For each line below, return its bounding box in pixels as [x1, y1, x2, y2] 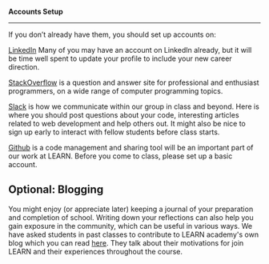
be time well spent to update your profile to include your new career [8, 54, 232, 63]
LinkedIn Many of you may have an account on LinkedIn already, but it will [8, 46, 252, 54]
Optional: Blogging [8, 183, 104, 197]
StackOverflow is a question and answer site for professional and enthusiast [8, 78, 259, 87]
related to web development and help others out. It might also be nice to [8, 119, 246, 128]
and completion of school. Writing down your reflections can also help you [8, 212, 254, 222]
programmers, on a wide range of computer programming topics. [8, 86, 223, 95]
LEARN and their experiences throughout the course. [8, 246, 183, 256]
